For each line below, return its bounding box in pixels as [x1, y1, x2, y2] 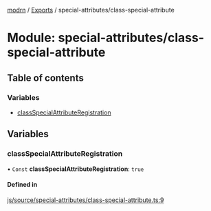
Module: [7, 30, 56, 46]
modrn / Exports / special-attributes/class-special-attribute [7, 6, 175, 14]
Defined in [7, 181, 38, 189]
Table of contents [7, 72, 84, 83]
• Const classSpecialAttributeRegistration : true [7, 165, 144, 173]
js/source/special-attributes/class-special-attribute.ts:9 [7, 196, 164, 204]
